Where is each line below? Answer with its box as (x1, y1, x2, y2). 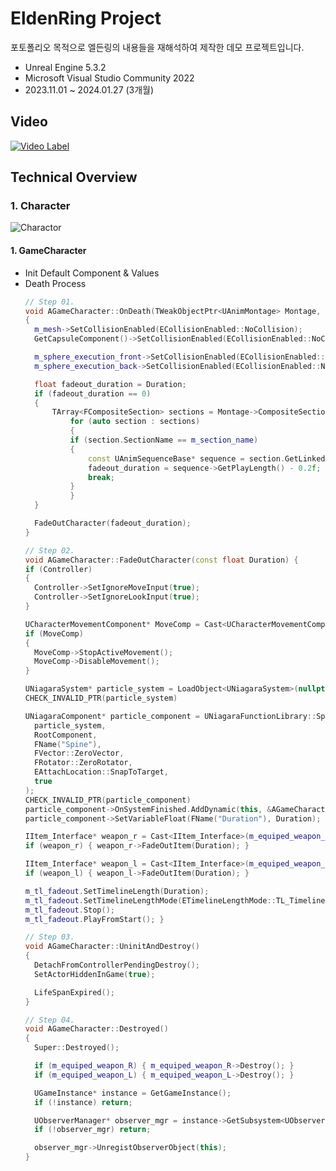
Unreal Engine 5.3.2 (24, 61, 107, 73)
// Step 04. (24, 1015, 75, 1025)
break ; (88, 472, 115, 482)
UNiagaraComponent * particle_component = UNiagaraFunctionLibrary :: (24, 711, 317, 721)
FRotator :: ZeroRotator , (34, 758, 133, 768)
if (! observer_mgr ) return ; (34, 1125, 152, 1135)
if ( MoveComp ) (24, 628, 84, 639)
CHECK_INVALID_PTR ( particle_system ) (24, 693, 178, 704)
